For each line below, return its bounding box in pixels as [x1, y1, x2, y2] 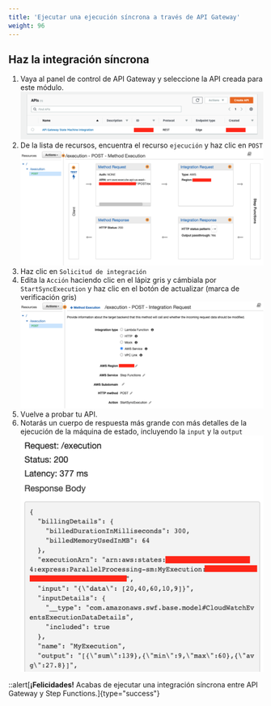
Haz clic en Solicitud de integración [19, 267, 147, 276]
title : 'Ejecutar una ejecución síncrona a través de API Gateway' [8, 13, 241, 21]
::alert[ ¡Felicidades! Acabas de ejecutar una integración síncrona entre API [8, 679, 259, 689]
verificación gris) [19, 293, 77, 302]
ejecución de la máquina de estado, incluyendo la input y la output [19, 426, 243, 437]
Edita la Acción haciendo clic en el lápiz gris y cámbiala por [19, 276, 217, 285]
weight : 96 [8, 21, 45, 30]
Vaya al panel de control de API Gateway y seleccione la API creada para [19, 74, 263, 84]
